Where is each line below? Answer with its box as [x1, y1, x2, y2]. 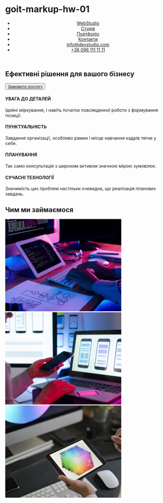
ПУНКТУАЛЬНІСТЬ [5, 124, 47, 130]
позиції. [5, 112, 22, 118]
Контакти [78, 36, 98, 42]
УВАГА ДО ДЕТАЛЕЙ [5, 95, 51, 101]
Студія [81, 25, 95, 31]
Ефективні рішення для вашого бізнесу [5, 69, 134, 78]
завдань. [5, 191, 24, 197]
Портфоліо [77, 31, 99, 37]
